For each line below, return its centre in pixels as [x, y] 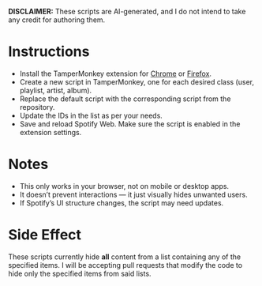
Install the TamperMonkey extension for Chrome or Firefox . [115, 73]
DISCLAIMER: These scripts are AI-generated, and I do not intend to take [127, 11]
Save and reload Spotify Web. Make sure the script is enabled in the [130, 124]
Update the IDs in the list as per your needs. [91, 115]
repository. [37, 107]
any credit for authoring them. [57, 20]
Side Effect [45, 235]
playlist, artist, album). [56, 90]
